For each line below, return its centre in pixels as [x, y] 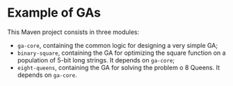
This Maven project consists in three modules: [73, 32]
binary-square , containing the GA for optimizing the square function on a [121, 53]
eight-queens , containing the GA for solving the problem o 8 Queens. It [119, 67]
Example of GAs [54, 13]
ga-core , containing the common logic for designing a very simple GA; [117, 45]
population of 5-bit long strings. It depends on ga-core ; [96, 60]
